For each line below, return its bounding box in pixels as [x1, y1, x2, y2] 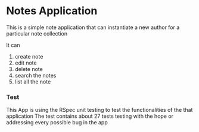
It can [6, 41, 20, 49]
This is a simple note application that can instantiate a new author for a [6, 24, 180, 31]
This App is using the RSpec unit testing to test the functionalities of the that [6, 107, 193, 114]
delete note [14, 65, 43, 72]
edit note [14, 59, 37, 66]
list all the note [14, 78, 51, 85]
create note [14, 53, 43, 60]
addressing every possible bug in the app [6, 119, 108, 126]
